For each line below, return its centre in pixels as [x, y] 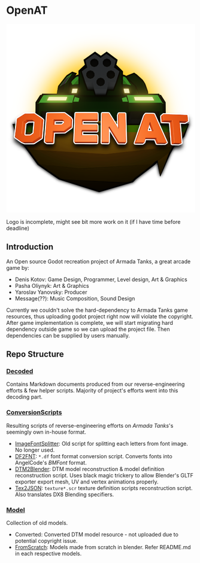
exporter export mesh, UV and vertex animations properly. [87, 482]
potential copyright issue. [46, 541]
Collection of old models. [37, 523]
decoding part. [25, 397]
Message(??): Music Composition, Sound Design [75, 298]
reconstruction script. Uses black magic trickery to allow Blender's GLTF [104, 475]
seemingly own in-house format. [46, 432]
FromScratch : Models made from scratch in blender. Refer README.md [103, 547]
